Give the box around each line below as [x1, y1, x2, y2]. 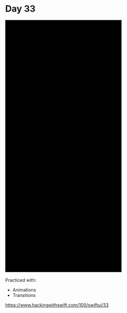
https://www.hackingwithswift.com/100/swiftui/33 [5, 302, 109, 308]
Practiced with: [5, 277, 37, 283]
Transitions [12, 292, 36, 298]
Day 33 [5, 3, 36, 15]
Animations [12, 287, 36, 293]
